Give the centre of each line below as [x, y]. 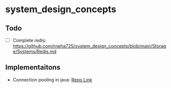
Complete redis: [29, 40]
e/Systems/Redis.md [34, 51]
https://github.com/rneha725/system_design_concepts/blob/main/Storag [89, 46]
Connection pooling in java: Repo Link [53, 79]
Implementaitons [33, 67]
